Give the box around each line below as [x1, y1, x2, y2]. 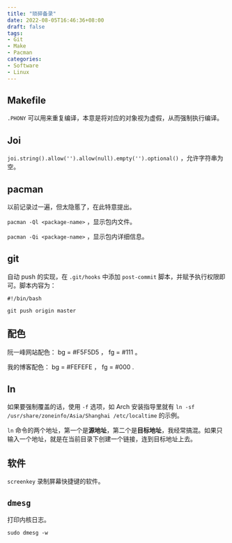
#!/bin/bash [7, 295, 42, 302]
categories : [7, 56, 42, 63]
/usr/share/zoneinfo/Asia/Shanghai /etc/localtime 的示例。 [7, 411, 183, 419]
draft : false [7, 23, 45, 30]
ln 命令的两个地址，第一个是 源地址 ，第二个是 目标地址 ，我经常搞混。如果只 [7, 426, 223, 435]
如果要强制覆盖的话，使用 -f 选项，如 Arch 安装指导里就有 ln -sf [7, 403, 195, 411]
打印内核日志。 [7, 516, 50, 523]
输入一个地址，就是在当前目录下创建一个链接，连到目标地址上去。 [7, 435, 196, 443]
